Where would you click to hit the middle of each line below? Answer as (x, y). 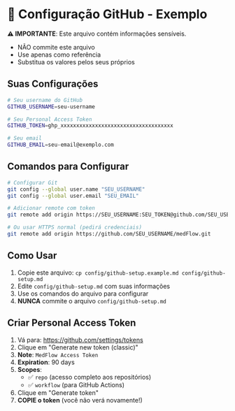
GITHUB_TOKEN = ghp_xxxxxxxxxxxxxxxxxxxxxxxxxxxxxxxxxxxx (90, 126)
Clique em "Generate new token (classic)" (78, 347)
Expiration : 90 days (46, 362)
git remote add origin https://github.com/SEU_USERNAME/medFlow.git (109, 234)
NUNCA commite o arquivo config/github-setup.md (92, 301)
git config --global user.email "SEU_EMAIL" (73, 196)
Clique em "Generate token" (58, 392)
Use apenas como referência (59, 55)
